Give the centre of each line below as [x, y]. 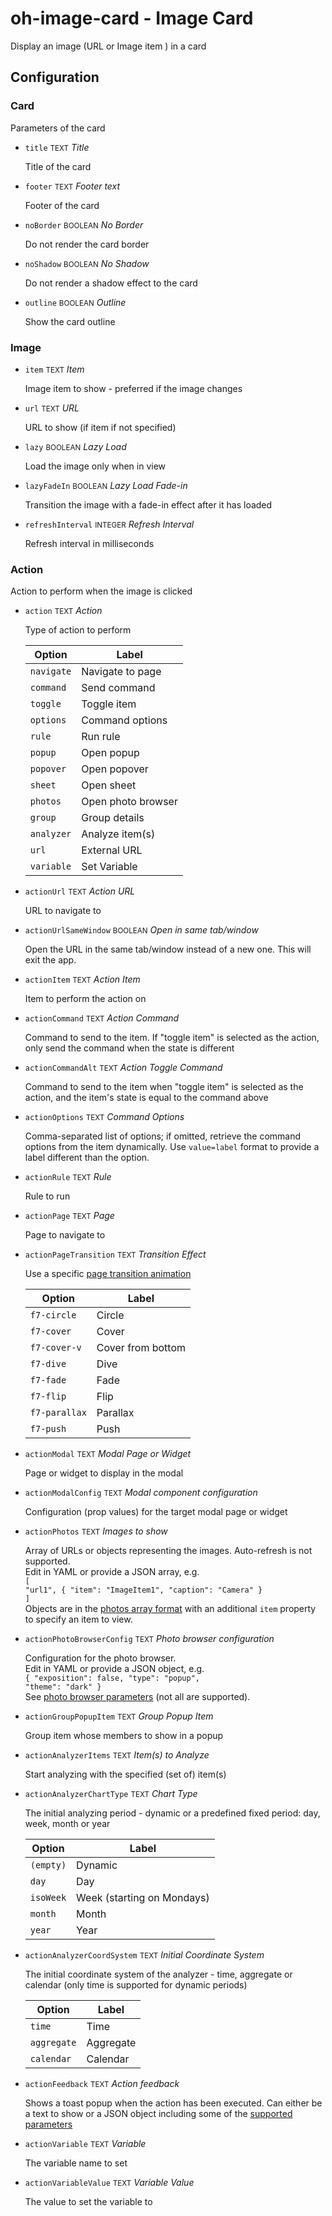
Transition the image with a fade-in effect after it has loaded [148, 504]
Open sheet [109, 785]
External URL [112, 850]
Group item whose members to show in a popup [124, 1736]
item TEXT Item [54, 369]
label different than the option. [87, 1158]
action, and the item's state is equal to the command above [146, 1098]
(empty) [48, 1865]
